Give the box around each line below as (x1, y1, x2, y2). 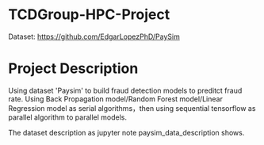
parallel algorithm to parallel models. (8, 113, 128, 122)
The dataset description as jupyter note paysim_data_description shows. (8, 128, 245, 137)
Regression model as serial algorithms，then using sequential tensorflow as (8, 103, 256, 113)
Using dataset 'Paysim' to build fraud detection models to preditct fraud (8, 86, 243, 95)
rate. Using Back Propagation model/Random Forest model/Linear (8, 93, 224, 104)
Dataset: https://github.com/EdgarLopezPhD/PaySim (8, 32, 180, 41)
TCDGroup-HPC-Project (8, 6, 170, 24)
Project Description (8, 59, 139, 78)
